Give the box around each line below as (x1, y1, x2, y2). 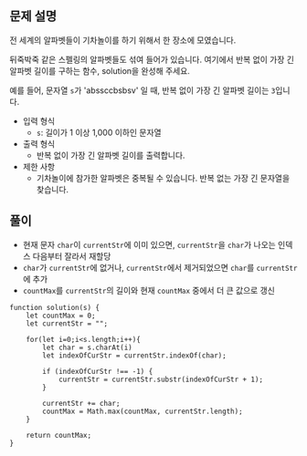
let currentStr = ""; (26, 318, 108, 328)
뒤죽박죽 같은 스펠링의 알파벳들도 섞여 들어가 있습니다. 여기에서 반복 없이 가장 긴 (9, 54, 295, 65)
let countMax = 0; (26, 311, 96, 320)
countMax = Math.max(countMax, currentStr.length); (42, 407, 244, 416)
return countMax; (26, 430, 92, 440)
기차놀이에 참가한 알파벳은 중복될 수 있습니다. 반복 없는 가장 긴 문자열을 (36, 172, 291, 183)
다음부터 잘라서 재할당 (32, 250, 111, 262)
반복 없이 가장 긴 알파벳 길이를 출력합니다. (36, 150, 185, 161)
